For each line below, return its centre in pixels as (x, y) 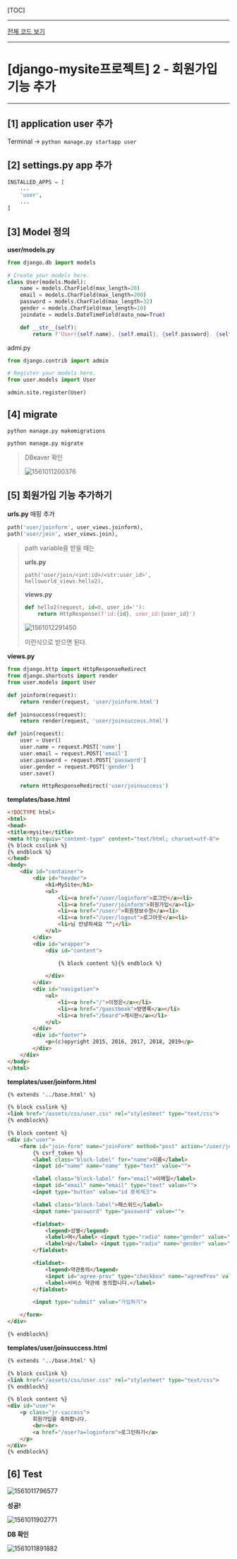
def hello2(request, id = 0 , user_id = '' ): (85, 607)
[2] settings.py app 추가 (60, 165)
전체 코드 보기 (26, 31)
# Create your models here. (49, 275)
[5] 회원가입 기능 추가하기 (60, 495)
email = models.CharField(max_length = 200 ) (83, 295)
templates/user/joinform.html (52, 1082)
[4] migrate (32, 415)
